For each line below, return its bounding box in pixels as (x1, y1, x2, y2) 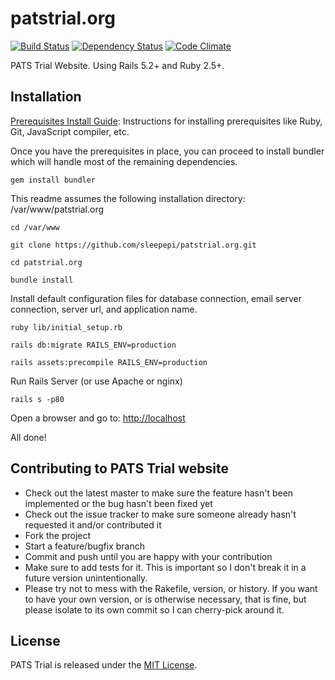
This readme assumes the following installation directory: (10, 192, 246, 204)
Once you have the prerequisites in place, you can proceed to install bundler (10, 145, 325, 157)
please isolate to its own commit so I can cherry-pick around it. (24, 603, 285, 616)
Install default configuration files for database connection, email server (10, 292, 303, 304)
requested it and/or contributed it (24, 518, 162, 531)
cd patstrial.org (10, 257, 83, 267)
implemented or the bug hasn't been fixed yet (24, 497, 213, 509)
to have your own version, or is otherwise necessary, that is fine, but (24, 593, 307, 605)
